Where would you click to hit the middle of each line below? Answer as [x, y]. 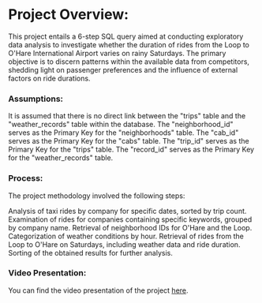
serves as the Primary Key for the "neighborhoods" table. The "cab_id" [124, 133]
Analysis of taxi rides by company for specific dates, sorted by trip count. [127, 211]
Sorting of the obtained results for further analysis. [91, 252]
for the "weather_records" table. [61, 158]
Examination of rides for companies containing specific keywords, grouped [130, 219]
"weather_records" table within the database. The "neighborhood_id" [121, 125]
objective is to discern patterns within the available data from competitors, [129, 62]
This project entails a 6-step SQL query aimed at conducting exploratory [126, 36]
